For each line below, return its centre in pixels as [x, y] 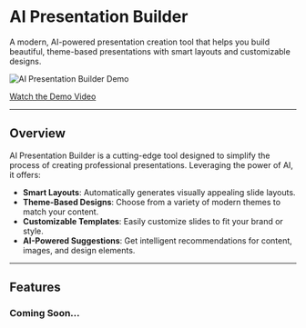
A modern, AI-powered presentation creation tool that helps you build [140, 42]
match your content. [61, 212]
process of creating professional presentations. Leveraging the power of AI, [152, 164]
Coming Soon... [45, 313]
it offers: [25, 174]
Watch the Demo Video [53, 96]
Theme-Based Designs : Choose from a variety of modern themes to [151, 202]
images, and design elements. [79, 250]
